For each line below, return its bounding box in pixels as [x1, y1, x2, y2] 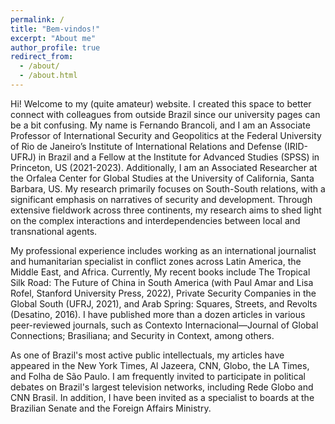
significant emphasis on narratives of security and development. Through [10, 193, 313, 205]
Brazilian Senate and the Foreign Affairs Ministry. [10, 402, 212, 414]
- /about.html [19, 71, 78, 81]
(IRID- [283, 140, 308, 152]
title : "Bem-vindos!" [10, 24, 101, 34]
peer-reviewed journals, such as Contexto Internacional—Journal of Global [10, 319, 319, 331]
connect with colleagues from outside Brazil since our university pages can [10, 108, 321, 120]
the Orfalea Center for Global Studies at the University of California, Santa [10, 172, 315, 184]
